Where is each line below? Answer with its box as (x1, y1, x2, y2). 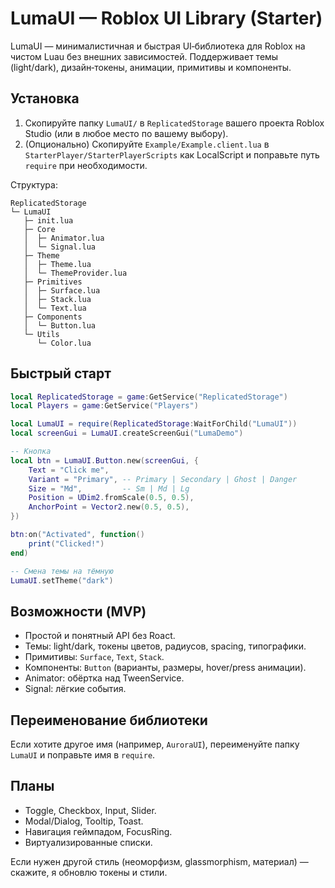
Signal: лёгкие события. (24, 683, 127, 695)
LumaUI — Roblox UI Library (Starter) (10, 7, 323, 30)
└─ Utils (23, 329, 60, 339)
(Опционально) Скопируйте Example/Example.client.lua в (24, 138, 270, 150)
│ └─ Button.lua (23, 320, 97, 331)
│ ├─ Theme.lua (23, 259, 92, 269)
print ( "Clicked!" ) (28, 538, 105, 549)
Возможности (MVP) (10, 603, 147, 620)
